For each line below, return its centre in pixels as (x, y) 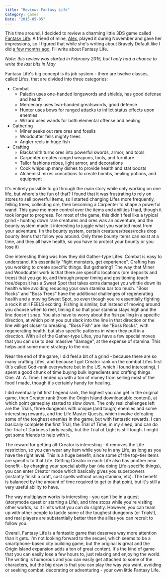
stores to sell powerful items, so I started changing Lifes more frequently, (80, 199)
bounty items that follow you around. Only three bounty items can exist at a (82, 236)
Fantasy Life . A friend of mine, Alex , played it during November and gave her (83, 38)
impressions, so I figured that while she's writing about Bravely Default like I (83, 44)
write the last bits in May (30, 64)
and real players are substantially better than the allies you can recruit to (79, 518)
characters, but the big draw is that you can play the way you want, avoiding (83, 565)
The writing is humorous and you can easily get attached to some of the (79, 560)
